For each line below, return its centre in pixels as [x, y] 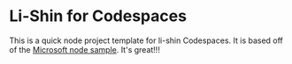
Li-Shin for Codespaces [98, 16]
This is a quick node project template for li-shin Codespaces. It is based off [146, 40]
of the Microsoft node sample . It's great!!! [85, 49]
